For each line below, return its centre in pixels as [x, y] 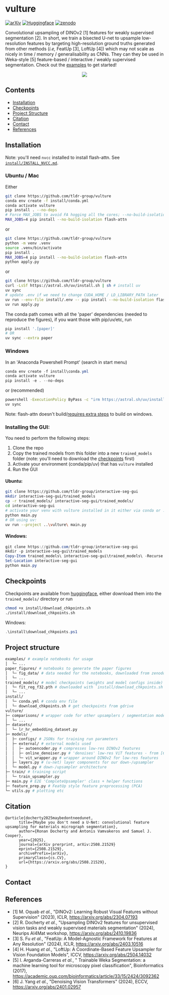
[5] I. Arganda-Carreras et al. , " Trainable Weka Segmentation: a [79, 960]
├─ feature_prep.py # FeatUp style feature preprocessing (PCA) [74, 786]
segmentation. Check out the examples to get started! [61, 65]
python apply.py [22, 262]
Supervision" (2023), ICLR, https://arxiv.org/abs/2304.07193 [75, 917]
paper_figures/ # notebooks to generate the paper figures [68, 668]
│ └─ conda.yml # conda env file [41, 702]
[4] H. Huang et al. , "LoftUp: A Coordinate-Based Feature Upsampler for [87, 949]
